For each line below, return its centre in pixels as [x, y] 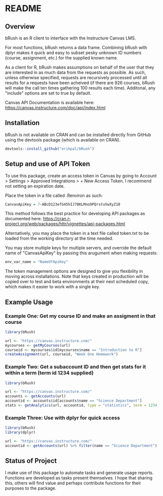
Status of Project [31, 461]
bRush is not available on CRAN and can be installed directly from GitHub [78, 135]
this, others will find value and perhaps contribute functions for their [73, 483]
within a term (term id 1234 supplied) [49, 373]
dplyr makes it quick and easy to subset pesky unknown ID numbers [73, 53]
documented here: [24, 219]
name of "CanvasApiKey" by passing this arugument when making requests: [81, 253]
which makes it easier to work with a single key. [53, 287]
